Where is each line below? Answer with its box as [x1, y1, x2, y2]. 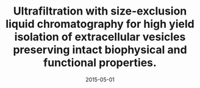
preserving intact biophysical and [12, 43, 188, 57]
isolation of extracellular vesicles [14, 30, 186, 44]
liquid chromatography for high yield [5, 17, 195, 31]
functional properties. [43, 56, 157, 70]
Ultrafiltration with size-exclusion [13, 4, 187, 18]
